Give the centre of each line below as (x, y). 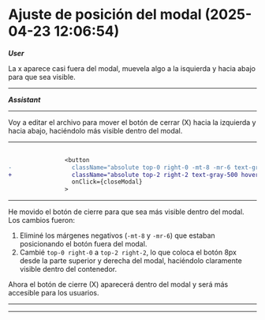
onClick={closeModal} (107, 182)
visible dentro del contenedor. (68, 269)
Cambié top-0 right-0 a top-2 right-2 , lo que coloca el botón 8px (128, 252)
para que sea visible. (42, 77)
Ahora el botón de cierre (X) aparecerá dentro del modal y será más (118, 284)
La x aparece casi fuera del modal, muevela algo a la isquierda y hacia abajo (132, 68)
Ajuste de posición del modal (105, 15)
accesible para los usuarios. (54, 293)
